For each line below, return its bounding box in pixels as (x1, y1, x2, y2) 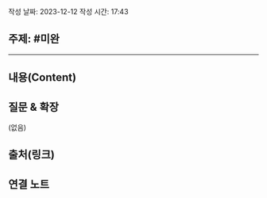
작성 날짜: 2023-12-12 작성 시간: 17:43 (8, 7, 129, 16)
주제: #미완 (8, 32, 60, 46)
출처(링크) (8, 148, 56, 162)
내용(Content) (8, 70, 77, 85)
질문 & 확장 (8, 100, 60, 113)
